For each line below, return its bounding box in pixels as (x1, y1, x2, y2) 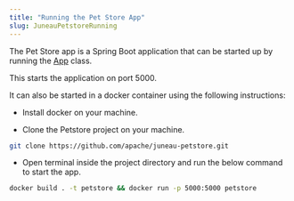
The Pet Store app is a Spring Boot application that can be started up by (9, 45, 274, 56)
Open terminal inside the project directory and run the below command (21, 157, 283, 168)
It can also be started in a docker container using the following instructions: (9, 90, 286, 100)
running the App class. (9, 55, 93, 66)
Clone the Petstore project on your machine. (21, 124, 185, 134)
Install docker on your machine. (21, 107, 138, 117)
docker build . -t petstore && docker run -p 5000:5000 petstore (9, 184, 257, 193)
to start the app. (21, 166, 82, 178)
